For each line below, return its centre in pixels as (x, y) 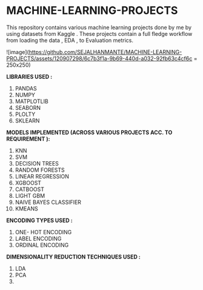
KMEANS (26, 208)
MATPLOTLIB (32, 101)
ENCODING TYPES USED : (39, 220)
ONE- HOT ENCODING (43, 232)
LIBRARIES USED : (29, 76)
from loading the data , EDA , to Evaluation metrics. (70, 40)
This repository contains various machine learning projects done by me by (99, 27)
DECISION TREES (37, 163)
